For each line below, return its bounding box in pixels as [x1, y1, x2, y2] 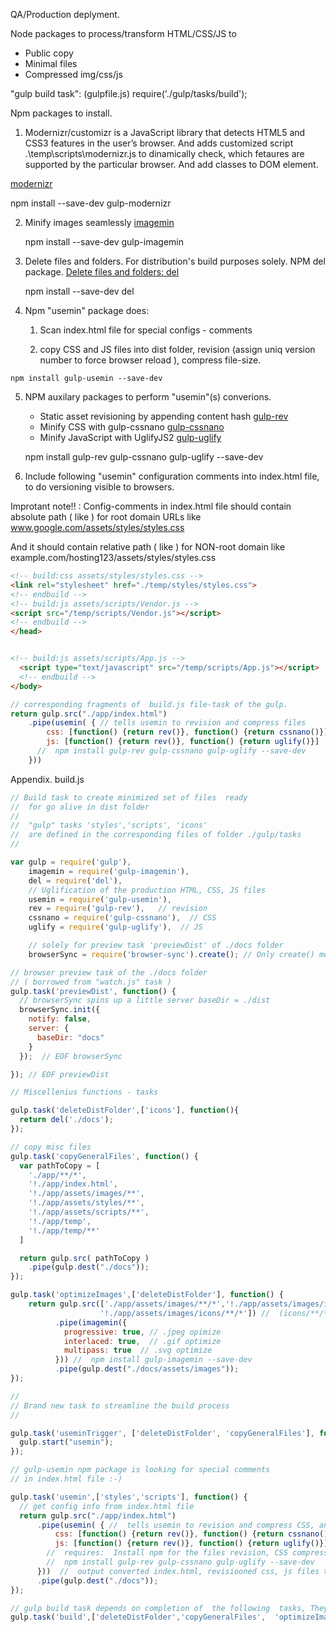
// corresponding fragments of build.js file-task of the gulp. [10, 699, 288, 709]
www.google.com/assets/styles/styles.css [10, 522, 185, 533]
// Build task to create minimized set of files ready [10, 792, 248, 803]
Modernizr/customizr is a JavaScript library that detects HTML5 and [24, 127, 306, 138]
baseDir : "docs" [36, 1032, 105, 1043]
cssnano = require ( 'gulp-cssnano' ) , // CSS [28, 913, 217, 923]
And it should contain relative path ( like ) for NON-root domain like [10, 541, 286, 553]
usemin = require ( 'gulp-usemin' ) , [28, 894, 172, 904]
